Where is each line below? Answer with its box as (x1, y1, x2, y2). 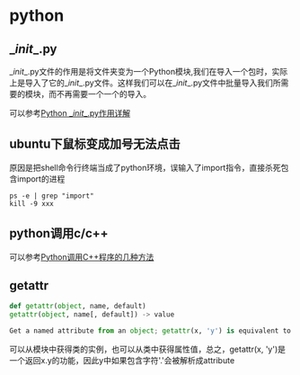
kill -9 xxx (9, 199, 54, 208)
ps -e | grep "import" (9, 191, 94, 201)
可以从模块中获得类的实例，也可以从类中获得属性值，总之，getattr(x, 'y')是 (9, 344, 286, 355)
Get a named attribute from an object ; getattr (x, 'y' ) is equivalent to (9, 326, 292, 335)
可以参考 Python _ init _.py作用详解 (9, 108, 131, 118)
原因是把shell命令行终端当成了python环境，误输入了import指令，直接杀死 (9, 162, 281, 173)
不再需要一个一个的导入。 (56, 89, 151, 99)
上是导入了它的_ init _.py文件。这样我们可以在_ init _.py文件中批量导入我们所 (9, 77, 281, 88)
